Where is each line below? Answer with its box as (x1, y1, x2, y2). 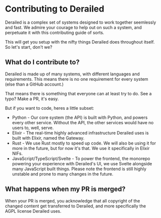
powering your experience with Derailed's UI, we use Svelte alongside (12, 160, 152, 166)
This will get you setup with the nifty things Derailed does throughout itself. (5, 39, 155, 44)
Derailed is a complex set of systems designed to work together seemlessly (5, 19, 156, 25)
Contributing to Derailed (5, 3, 104, 15)
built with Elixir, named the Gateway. (12, 135, 85, 141)
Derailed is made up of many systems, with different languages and (5, 71, 140, 77)
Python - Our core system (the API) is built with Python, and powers (12, 115, 148, 120)
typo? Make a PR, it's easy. (5, 96, 59, 102)
